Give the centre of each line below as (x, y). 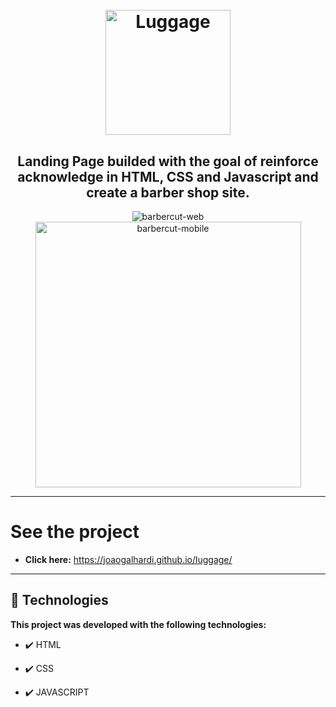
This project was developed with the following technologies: (138, 624)
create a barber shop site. (168, 192)
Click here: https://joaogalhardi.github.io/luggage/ (128, 559)
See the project (75, 532)
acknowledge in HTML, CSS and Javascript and (168, 176)
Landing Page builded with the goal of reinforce (168, 161)
